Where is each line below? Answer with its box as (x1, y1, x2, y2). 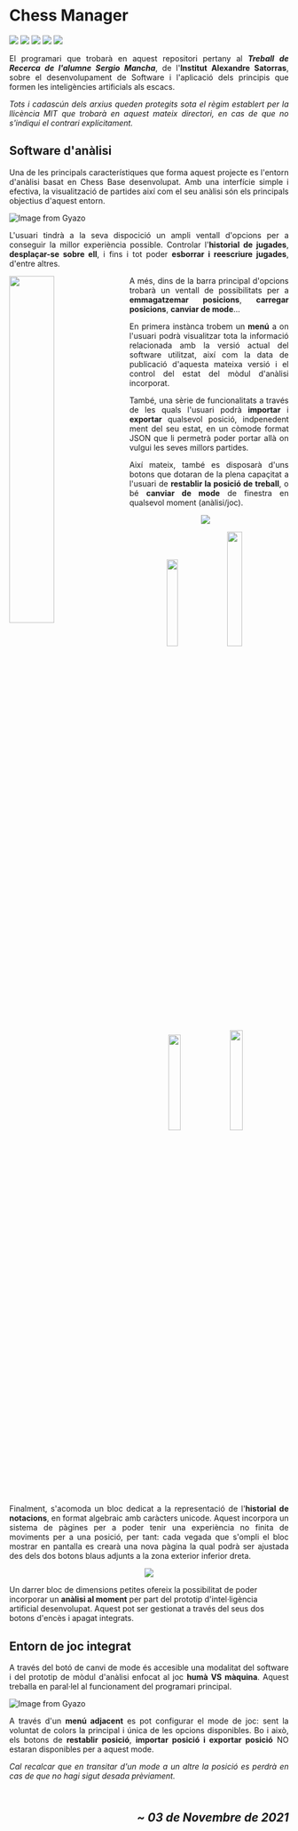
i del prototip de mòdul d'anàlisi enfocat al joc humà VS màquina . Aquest (9, 1672, 289, 1682)
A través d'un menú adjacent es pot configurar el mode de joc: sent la (9, 1715, 289, 1726)
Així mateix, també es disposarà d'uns (129, 459, 289, 470)
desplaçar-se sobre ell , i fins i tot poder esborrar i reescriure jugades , (9, 248, 290, 259)
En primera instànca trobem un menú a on (129, 321, 289, 332)
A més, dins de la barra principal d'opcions (129, 275, 289, 285)
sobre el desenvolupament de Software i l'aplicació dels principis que (9, 72, 289, 83)
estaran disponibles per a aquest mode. (9, 1744, 154, 1755)
